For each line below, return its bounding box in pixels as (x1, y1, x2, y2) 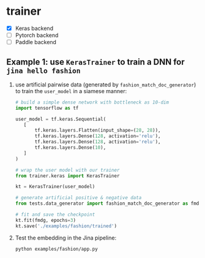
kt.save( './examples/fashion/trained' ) (15, 222, 117, 229)
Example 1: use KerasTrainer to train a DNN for (6, 56, 185, 67)
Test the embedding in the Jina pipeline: (15, 234, 117, 241)
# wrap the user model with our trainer (15, 167, 120, 173)
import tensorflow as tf (15, 105, 79, 111)
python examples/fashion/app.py (15, 246, 98, 252)
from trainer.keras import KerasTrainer (15, 173, 120, 179)
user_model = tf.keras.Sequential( (15, 116, 106, 122)
